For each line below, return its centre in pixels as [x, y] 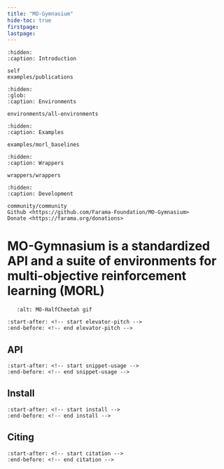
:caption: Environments [42, 102]
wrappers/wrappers [34, 176]
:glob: [17, 95]
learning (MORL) [56, 291]
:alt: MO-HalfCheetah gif [54, 310]
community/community [37, 206]
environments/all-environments [53, 114]
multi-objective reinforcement [97, 276]
